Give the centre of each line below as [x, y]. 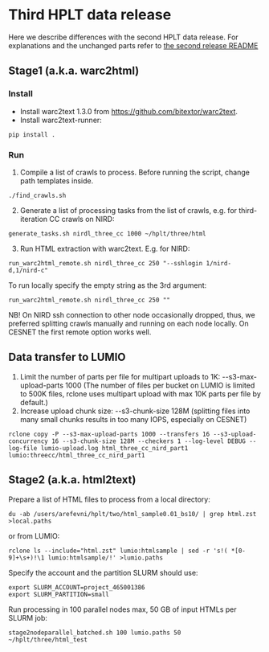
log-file [23, 448]
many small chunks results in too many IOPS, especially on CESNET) [133, 419]
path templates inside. [57, 180]
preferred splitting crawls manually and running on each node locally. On [128, 323]
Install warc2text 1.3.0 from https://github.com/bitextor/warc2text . [129, 111]
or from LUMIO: [34, 535]
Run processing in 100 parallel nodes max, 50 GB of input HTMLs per [122, 609]
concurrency [28, 441]
